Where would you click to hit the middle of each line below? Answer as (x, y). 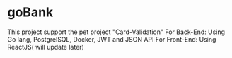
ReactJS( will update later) (46, 47)
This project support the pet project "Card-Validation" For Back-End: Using (116, 32)
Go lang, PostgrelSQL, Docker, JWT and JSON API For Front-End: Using (112, 39)
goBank (30, 12)
